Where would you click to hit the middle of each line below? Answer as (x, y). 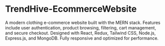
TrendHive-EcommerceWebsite (71, 9)
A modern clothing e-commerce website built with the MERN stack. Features (83, 23)
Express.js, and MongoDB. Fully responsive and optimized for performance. (82, 38)
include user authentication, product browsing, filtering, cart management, (81, 27)
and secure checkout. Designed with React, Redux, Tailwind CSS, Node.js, (81, 33)
